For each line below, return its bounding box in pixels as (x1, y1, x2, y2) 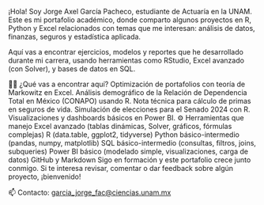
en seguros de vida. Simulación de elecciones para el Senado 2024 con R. (8, 104, 251, 114)
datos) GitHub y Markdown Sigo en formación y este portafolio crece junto (8, 155, 251, 165)
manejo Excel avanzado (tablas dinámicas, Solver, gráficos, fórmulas (8, 122, 232, 131)
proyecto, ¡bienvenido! (8, 172, 81, 181)
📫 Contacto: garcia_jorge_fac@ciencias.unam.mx (8, 188, 172, 197)
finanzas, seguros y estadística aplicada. (8, 32, 141, 41)
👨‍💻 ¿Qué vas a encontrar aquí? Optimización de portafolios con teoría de (8, 79, 246, 89)
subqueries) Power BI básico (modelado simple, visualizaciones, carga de (8, 146, 249, 156)
